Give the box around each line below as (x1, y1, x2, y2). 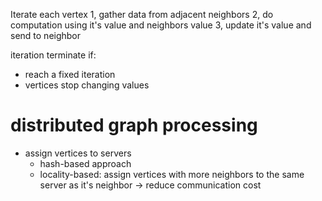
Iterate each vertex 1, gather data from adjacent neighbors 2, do (10, 9, 274, 20)
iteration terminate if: (10, 49, 97, 61)
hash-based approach (39, 157, 132, 169)
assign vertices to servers (24, 147, 132, 159)
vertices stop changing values (24, 79, 150, 91)
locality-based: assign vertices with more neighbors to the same (39, 168, 305, 180)
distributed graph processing (10, 114, 258, 137)
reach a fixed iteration (24, 69, 116, 80)
